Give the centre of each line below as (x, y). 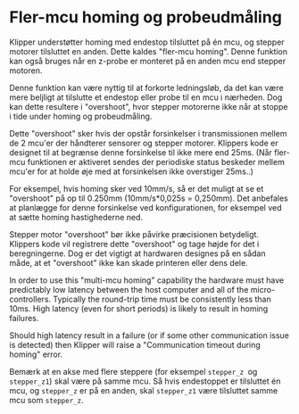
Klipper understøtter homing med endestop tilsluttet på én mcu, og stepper (147, 42)
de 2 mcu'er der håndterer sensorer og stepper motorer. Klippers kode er (144, 143)
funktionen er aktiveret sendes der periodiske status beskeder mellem (156, 161)
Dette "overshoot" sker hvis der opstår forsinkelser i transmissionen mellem (148, 133)
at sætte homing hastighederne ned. (76, 217)
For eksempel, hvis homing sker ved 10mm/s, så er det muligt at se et (137, 188)
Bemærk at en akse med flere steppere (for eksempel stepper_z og (133, 371)
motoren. (26, 70)
